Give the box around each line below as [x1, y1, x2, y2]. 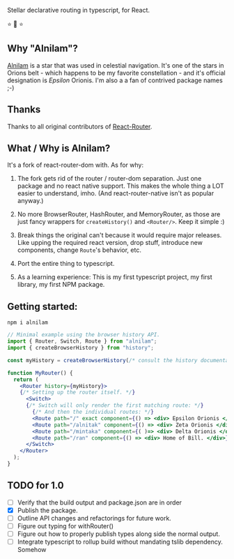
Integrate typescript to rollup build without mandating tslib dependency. [17, 537, 223, 546]
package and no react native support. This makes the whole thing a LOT [17, 181, 224, 191]
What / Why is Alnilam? [7, 142, 111, 154]
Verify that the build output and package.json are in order [17, 498, 182, 507]
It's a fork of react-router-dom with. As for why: [7, 161, 144, 170]
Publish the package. [17, 506, 78, 514]
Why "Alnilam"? [7, 43, 79, 54]
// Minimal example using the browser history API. [7, 331, 160, 338]
